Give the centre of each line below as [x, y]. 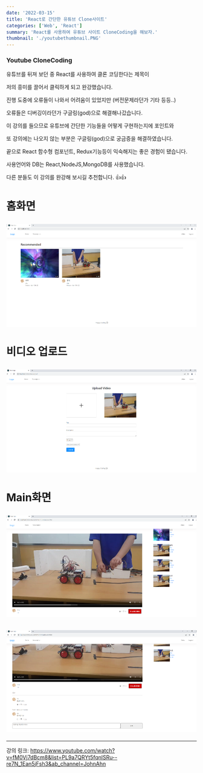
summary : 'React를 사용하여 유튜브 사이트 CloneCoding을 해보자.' [82, 32]
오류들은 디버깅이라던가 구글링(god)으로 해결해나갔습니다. [75, 113]
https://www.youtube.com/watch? [72, 750]
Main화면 [29, 498]
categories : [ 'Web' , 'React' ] [44, 25]
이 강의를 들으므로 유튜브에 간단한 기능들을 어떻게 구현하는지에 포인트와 [90, 126]
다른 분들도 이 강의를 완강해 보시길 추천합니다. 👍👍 [66, 177]
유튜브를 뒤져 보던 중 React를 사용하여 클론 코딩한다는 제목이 [78, 74]
